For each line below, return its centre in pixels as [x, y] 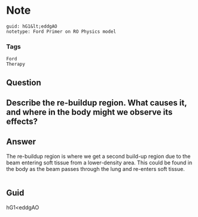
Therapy [16, 64]
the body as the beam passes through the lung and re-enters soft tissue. [96, 169]
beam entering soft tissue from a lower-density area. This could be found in [99, 163]
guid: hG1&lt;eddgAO [32, 26]
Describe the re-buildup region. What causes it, [97, 103]
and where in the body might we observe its [89, 112]
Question [24, 82]
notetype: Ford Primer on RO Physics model [61, 31]
